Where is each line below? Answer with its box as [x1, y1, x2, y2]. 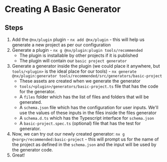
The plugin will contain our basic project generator [19, 58, 127, 63]
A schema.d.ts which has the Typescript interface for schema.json [19, 115, 154, 121]
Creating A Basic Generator [4, 3, 121, 15]
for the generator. [19, 89, 56, 94]
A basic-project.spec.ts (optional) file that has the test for [19, 121, 141, 126]
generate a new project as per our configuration [11, 42, 111, 48]
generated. [19, 99, 42, 105]
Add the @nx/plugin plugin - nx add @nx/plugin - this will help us [11, 36, 145, 42]
